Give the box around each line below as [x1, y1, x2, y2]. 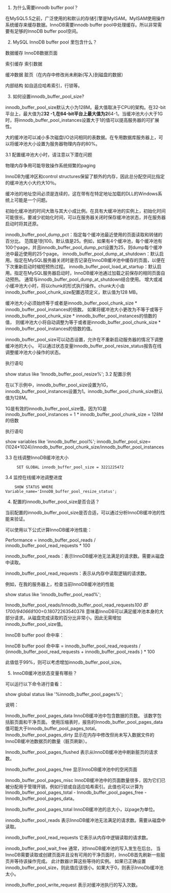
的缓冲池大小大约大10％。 [5, 180, 60, 186]
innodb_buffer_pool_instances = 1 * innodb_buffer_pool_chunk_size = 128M [5, 411, 163, 417]
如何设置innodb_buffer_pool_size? [12, 94, 84, 99]
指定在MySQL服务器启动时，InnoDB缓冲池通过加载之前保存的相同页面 [14, 270, 161, 276]
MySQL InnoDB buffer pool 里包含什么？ [12, 39, 98, 45]
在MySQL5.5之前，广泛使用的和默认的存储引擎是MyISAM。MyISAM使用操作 [5, 15, 165, 21]
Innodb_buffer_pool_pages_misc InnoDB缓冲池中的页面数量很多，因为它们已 [5, 777, 166, 783]
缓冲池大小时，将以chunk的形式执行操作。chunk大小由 [9, 283, 125, 289]
